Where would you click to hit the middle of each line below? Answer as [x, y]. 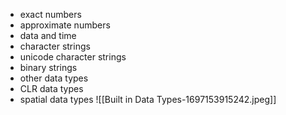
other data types [54, 78]
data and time [48, 35]
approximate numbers [65, 25]
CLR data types [51, 88]
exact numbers [50, 14]
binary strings [48, 67]
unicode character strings [73, 57]
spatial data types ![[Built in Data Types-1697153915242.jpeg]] [148, 99]
